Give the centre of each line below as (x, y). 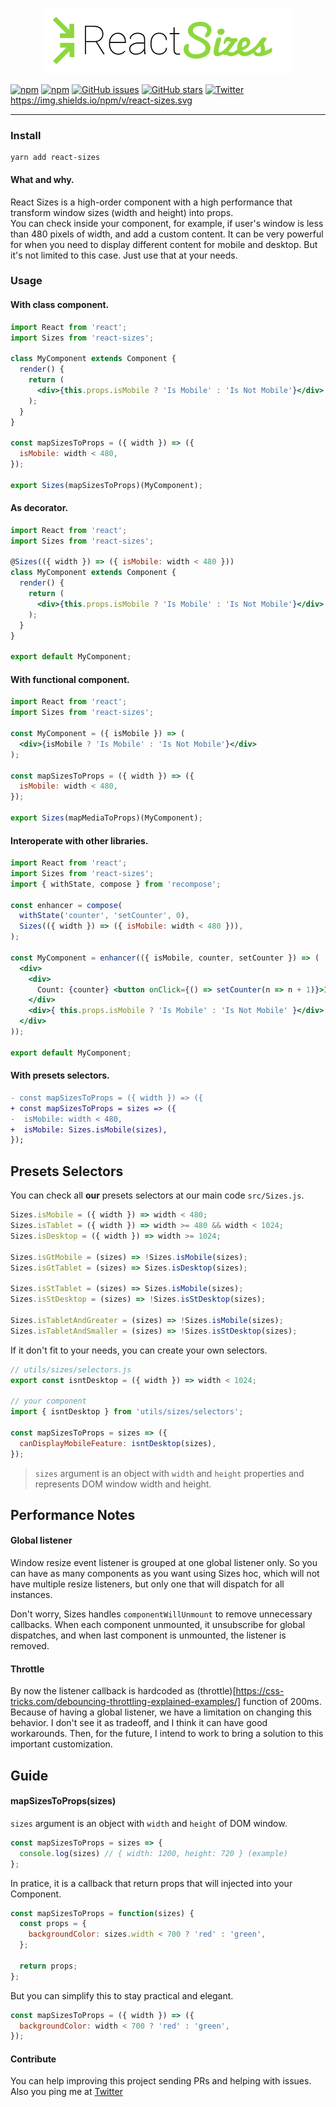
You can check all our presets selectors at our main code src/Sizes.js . (157, 1195)
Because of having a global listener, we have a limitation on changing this (161, 1712)
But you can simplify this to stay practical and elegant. (122, 1995)
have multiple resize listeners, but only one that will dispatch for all (147, 1584)
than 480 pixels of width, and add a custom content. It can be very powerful (167, 234)
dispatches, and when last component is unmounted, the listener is (148, 1635)
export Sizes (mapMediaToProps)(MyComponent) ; (106, 818)
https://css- (260, 1691)
